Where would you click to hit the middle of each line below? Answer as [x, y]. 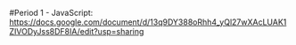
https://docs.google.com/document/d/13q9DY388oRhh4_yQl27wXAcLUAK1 [148, 22]
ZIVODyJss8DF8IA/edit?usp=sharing [77, 31]
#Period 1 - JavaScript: [51, 13]
